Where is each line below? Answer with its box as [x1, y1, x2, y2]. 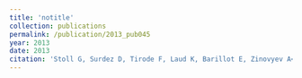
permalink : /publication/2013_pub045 [9, 30, 151, 39]
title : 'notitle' [9, 13, 75, 22]
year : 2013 [9, 38, 50, 48]
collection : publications [9, 22, 106, 30]
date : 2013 [9, 47, 50, 56]
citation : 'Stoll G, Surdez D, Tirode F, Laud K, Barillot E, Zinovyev [9, 55, 283, 64]
